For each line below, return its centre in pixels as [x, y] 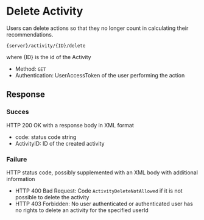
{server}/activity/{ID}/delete [46, 46]
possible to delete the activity [52, 197]
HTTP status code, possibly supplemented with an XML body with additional [102, 172]
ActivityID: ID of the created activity [60, 143]
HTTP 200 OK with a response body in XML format [70, 125]
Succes [18, 112]
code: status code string [46, 137]
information [21, 179]
